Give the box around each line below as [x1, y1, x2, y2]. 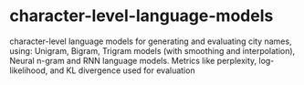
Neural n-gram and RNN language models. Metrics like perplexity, [9, 55, 257, 66]
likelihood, [9, 65, 48, 76]
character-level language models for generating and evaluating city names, [9, 36, 292, 47]
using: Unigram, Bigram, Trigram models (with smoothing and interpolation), [9, 45, 296, 56]
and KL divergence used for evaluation [49, 65, 195, 76]
